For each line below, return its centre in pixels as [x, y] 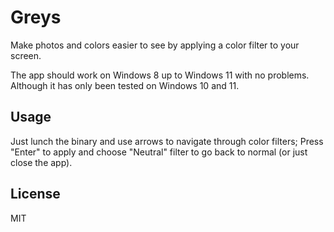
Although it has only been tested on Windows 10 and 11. [125, 85]
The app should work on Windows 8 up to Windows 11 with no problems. [160, 75]
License [35, 194]
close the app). [41, 162]
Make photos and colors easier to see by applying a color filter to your [155, 45]
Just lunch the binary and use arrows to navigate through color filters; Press [167, 141]
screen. [26, 55]
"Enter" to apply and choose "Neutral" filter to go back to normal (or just [159, 152]
